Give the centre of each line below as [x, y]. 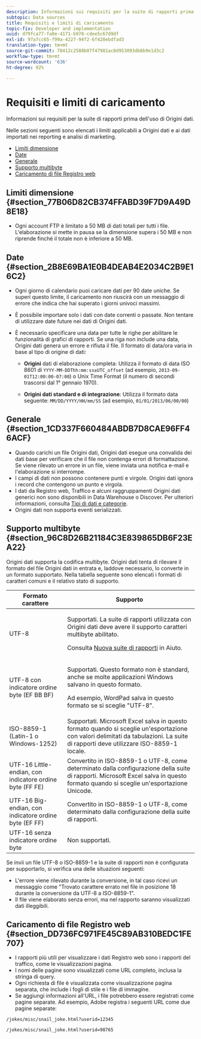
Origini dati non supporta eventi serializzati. [68, 510]
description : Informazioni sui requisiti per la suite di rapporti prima [100, 12]
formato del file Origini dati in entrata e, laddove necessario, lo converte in [98, 568]
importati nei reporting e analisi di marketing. [61, 137]
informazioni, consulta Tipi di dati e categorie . [71, 503]
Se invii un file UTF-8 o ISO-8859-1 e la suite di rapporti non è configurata [97, 862]
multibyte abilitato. [93, 634]
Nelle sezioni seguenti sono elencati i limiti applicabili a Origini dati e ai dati [98, 131]
